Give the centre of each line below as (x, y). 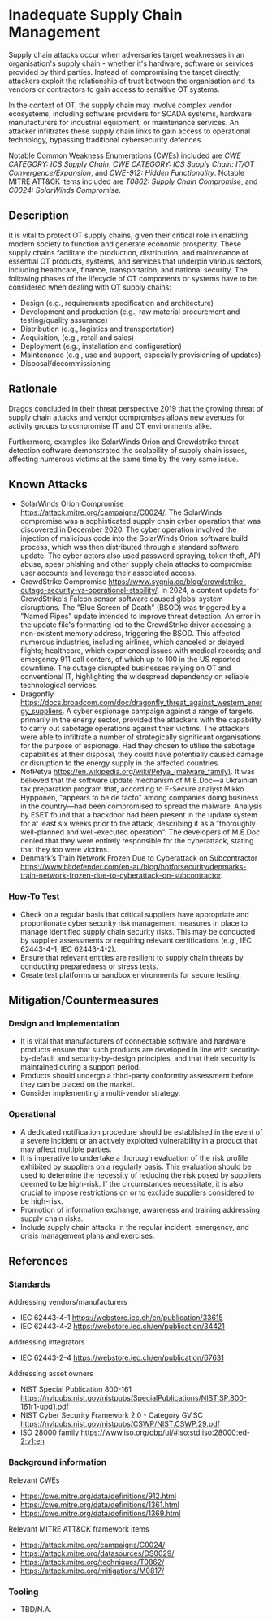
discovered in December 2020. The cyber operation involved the (128, 529)
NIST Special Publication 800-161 (76, 1389)
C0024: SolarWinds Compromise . (65, 190)
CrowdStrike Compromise (63, 582)
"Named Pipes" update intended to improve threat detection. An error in (140, 617)
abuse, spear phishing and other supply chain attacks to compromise (136, 564)
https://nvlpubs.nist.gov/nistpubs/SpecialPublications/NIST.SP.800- (134, 1398)
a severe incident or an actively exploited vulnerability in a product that (138, 1140)
